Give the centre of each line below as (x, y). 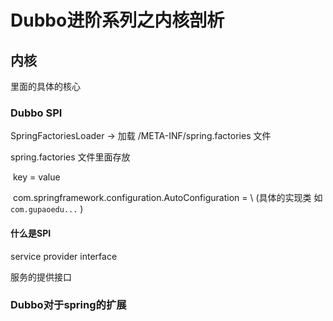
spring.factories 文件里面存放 (70, 157)
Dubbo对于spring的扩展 (68, 305)
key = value (36, 177)
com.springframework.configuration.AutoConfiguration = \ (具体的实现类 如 (167, 198)
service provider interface (64, 256)
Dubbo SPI (36, 113)
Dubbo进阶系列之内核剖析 (117, 20)
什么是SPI (31, 233)
